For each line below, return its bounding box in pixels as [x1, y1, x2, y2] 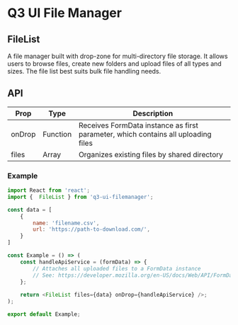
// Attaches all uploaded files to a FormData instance [33, 265, 201, 272]
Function [42, 129, 72, 139]
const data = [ [7, 206, 52, 213]
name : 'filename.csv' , [33, 219, 100, 227]
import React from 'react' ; [7, 187, 91, 194]
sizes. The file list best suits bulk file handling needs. [7, 67, 161, 75]
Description [132, 108, 174, 118]
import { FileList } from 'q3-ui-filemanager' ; [7, 193, 154, 200]
